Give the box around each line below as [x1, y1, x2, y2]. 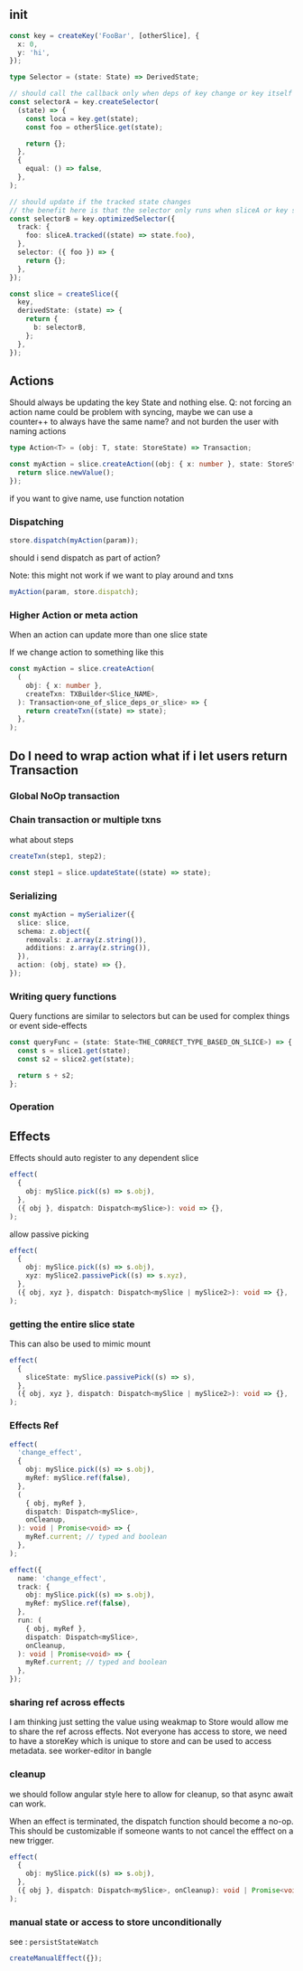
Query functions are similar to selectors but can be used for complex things [9, 1011, 290, 1022]
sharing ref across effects [9, 1695, 125, 1708]
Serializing [9, 890, 58, 902]
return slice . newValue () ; [17, 468, 115, 477]
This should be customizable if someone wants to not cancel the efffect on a [9, 1825, 294, 1836]
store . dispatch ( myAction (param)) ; [9, 536, 140, 545]
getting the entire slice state [9, 1317, 135, 1330]
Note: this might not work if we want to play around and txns [9, 570, 234, 581]
